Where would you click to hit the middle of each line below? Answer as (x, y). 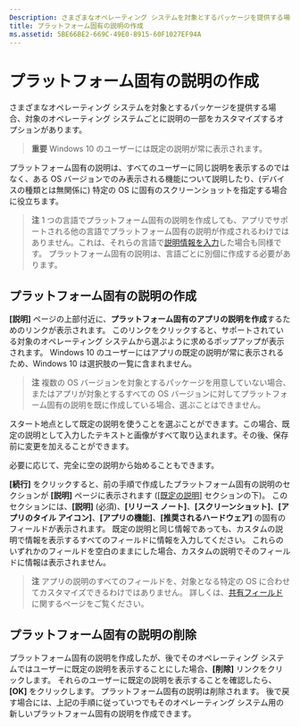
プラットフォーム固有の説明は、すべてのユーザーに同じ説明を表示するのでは (150, 168)
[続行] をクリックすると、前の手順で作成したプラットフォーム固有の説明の (146, 484)
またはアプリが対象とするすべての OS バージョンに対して (136, 394)
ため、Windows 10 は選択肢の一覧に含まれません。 (103, 363)
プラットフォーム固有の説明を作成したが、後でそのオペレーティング (134, 657)
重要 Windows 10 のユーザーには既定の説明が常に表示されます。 (149, 149)
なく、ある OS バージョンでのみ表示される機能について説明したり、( (135, 179)
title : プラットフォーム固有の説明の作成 (77, 26)
